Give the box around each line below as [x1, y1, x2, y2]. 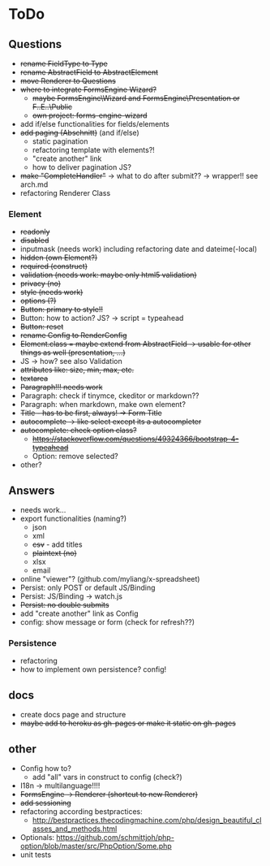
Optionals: [19, 833, 55, 842]
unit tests [19, 850, 52, 860]
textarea [19, 374, 49, 383]
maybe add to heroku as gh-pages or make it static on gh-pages [19, 718, 237, 728]
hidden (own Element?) [19, 253, 98, 262]
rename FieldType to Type [19, 58, 108, 68]
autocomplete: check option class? [19, 426, 137, 435]
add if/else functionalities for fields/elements [19, 119, 170, 128]
